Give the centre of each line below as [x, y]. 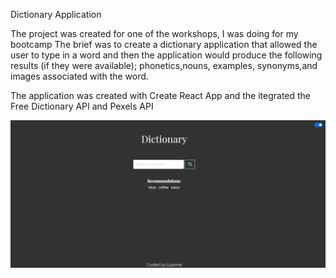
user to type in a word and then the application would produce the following [166, 55]
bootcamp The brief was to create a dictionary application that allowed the [164, 44]
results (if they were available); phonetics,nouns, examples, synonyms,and [164, 65]
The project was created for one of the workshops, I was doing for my [154, 33]
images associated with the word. [79, 76]
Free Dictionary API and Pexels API [82, 106]
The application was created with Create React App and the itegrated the [161, 95]
